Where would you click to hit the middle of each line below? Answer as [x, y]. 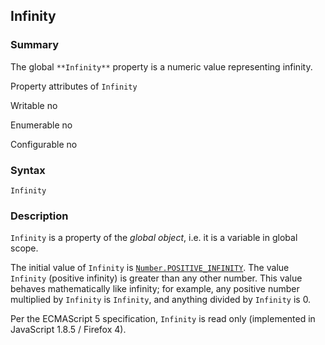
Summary [35, 45]
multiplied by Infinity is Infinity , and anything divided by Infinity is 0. [161, 300]
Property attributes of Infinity [74, 86]
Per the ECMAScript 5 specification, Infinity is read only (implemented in [163, 319]
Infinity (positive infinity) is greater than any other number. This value [156, 278]
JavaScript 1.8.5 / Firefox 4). [68, 330]
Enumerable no [41, 125]
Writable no [34, 105]
